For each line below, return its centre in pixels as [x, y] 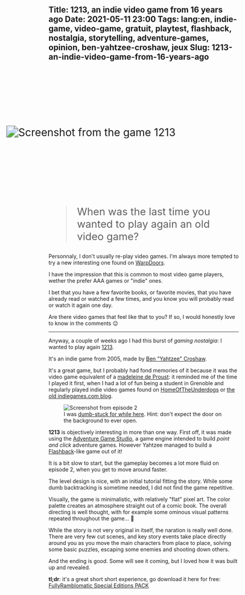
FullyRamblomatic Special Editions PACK [99, 586]
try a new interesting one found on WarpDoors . [107, 263]
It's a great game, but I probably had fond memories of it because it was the [143, 371]
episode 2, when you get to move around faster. [108, 470]
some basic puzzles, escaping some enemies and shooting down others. [139, 549]
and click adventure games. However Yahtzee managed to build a [130, 445]
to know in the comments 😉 [84, 323]
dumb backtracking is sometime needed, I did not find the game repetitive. [141, 488]
